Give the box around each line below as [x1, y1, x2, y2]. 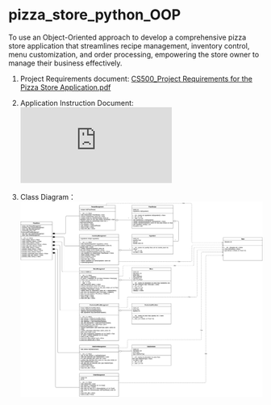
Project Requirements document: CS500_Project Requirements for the [19, 74, 252, 83]
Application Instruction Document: [19, 98, 135, 108]
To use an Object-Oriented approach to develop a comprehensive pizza [8, 32, 247, 42]
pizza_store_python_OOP [8, 6, 181, 24]
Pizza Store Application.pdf [19, 82, 111, 92]
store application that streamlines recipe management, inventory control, [8, 40, 250, 50]
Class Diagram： [19, 192, 77, 201]
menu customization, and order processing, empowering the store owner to [8, 49, 260, 59]
